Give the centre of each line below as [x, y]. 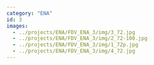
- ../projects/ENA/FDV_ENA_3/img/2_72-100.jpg [80, 39]
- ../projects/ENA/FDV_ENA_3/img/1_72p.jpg [75, 45]
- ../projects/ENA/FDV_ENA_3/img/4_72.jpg [74, 51]
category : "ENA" [29, 13]
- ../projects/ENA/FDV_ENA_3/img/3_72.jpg [74, 32]
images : [17, 26]
